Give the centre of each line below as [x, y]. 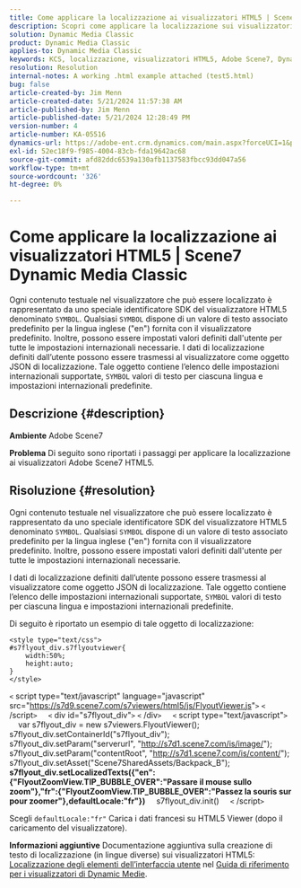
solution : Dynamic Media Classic [72, 34]
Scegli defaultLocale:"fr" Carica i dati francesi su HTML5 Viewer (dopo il [146, 818]
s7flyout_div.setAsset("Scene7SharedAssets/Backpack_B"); [120, 762]
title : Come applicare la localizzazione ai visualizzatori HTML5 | [140, 18]
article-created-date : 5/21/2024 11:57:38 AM [95, 101]
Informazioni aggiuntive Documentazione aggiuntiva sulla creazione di [141, 845]
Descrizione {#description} [87, 414]
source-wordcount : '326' [56, 176]
